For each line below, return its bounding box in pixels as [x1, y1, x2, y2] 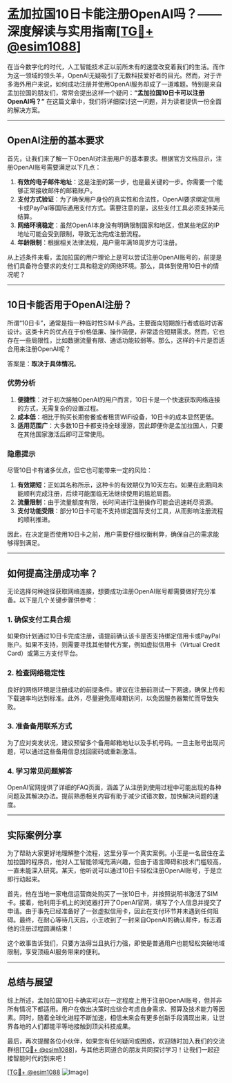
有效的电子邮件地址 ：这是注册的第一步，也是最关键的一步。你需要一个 [17, 177, 217, 186]
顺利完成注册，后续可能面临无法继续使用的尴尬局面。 [23, 490, 175, 498]
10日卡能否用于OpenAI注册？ [7, 299, 133, 311]
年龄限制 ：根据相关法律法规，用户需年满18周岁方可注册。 [17, 238, 182, 247]
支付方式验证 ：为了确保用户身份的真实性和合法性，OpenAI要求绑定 [17, 195, 209, 203]
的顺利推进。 [17, 515, 54, 523]
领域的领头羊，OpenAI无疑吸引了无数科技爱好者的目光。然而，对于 [25, 71, 216, 80]
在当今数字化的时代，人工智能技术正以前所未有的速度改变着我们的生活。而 [7, 62, 219, 71]
